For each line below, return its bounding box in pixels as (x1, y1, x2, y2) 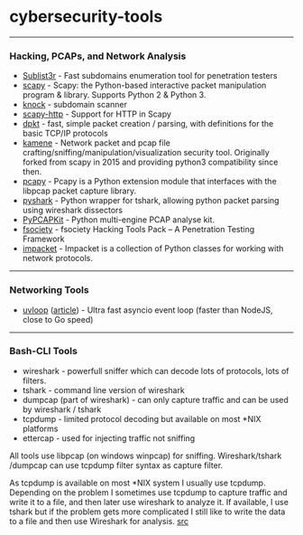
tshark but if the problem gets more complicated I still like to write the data (9, 506, 286, 517)
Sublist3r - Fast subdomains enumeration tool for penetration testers (22, 70, 278, 81)
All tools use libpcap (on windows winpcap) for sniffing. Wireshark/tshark (9, 450, 282, 461)
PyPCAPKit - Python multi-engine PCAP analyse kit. (22, 214, 215, 225)
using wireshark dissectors (22, 205, 124, 216)
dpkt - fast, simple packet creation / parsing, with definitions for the (22, 118, 274, 129)
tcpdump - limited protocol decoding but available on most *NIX (22, 413, 262, 424)
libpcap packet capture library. (22, 185, 137, 196)
